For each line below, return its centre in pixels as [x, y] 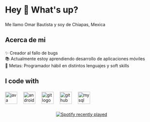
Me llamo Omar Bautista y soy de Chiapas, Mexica [55, 25]
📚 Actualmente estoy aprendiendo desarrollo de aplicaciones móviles [75, 59]
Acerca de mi [25, 40]
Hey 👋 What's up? [42, 10]
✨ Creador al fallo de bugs [32, 53]
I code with [22, 81]
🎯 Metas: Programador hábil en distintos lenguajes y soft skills [67, 66]
